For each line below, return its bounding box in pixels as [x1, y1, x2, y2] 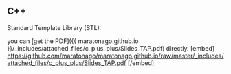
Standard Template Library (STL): [7, 23, 102, 32]
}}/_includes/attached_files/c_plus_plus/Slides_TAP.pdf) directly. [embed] [7, 44, 215, 52]
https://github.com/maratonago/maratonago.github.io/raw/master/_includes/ [7, 51, 224, 60]
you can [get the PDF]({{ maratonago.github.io [7, 37, 139, 45]
